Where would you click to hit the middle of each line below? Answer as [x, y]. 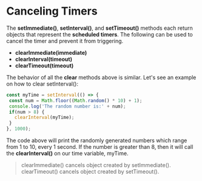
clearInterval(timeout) [44, 59]
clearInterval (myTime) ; [44, 118]
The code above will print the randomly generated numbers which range [97, 140]
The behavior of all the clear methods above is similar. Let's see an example [101, 77]
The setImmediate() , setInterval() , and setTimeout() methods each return [99, 28]
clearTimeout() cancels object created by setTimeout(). [90, 172]
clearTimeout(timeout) [44, 66]
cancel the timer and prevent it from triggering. [65, 41]
